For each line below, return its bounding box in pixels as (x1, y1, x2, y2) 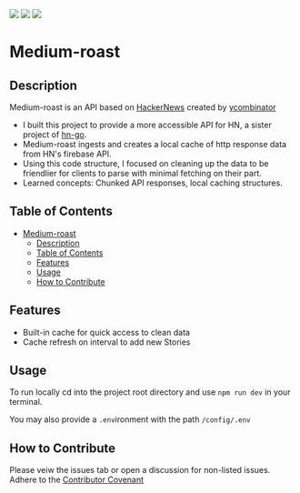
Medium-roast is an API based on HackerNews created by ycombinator (9, 102, 276, 113)
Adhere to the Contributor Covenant (9, 474, 144, 486)
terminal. (9, 397, 43, 407)
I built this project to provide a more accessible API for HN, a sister (22, 119, 273, 130)
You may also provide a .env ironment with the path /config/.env (9, 414, 252, 425)
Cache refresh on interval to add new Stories (22, 337, 191, 347)
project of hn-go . (22, 129, 87, 140)
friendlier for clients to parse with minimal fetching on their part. (22, 168, 262, 178)
